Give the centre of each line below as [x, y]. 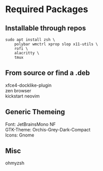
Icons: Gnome [20, 135]
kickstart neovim [22, 96]
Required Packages [47, 9]
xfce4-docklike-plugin [29, 85]
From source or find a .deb [47, 73]
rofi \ [21, 49]
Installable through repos [46, 28]
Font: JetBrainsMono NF [31, 124]
